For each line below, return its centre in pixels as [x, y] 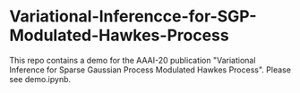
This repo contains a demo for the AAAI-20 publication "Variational [133, 60]
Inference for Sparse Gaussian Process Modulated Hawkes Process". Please [150, 70]
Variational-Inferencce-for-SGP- [133, 17]
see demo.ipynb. [40, 79]
